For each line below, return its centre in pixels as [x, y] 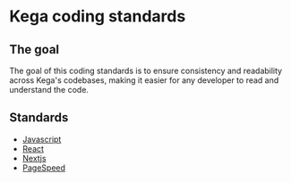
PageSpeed [43, 168]
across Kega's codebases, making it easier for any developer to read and [144, 80]
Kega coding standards [98, 17]
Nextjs [34, 158]
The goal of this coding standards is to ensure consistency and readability [146, 70]
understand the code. [49, 90]
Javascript [42, 139]
